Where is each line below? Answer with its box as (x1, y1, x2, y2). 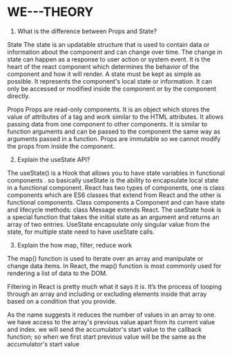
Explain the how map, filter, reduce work (17, 241, 133, 249)
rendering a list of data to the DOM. (7, 269, 108, 277)
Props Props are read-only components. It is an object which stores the (7, 105, 211, 113)
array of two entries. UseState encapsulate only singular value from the (7, 220, 211, 228)
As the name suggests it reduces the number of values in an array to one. (7, 310, 216, 319)
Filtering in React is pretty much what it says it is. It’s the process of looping (7, 282, 222, 290)
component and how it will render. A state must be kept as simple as (7, 70, 202, 78)
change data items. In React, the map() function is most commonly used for (7, 261, 222, 270)
